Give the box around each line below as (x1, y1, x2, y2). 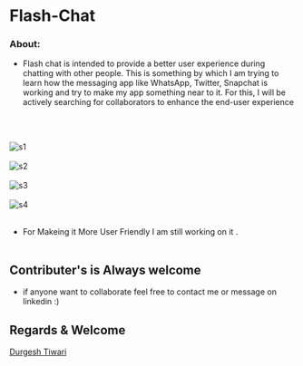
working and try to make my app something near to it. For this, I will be (22, 87, 286, 98)
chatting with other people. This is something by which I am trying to (22, 68, 279, 79)
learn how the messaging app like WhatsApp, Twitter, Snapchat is (22, 78, 269, 89)
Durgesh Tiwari (9, 346, 67, 358)
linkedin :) (22, 296, 60, 307)
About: (9, 38, 41, 51)
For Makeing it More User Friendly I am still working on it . (22, 226, 239, 237)
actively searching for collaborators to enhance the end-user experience (22, 97, 295, 108)
